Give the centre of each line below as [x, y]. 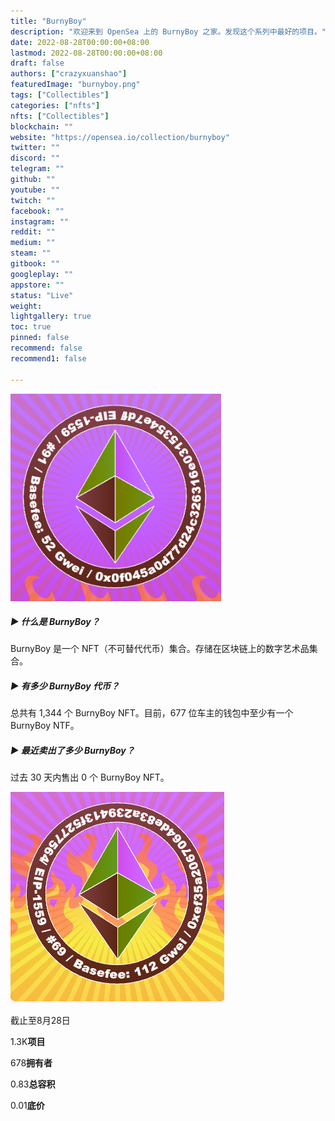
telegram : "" [37, 169]
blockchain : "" [42, 126]
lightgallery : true [51, 316]
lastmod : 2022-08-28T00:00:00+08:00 [86, 53]
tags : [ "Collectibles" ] [60, 95]
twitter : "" [35, 148]
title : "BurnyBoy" [48, 21]
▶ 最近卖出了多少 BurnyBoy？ [72, 751]
